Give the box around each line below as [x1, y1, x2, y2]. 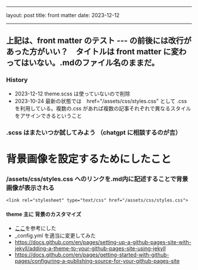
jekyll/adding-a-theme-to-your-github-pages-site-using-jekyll [14, 245, 166, 252]
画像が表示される [6, 183, 55, 192]
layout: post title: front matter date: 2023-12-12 [6, 12, 120, 18]
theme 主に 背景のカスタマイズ [6, 210, 81, 218]
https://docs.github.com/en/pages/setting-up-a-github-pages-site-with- [14, 239, 192, 246]
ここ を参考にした [14, 225, 57, 232]
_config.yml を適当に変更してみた [14, 232, 96, 239]
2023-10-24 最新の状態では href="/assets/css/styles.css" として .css [14, 97, 187, 104]
